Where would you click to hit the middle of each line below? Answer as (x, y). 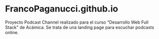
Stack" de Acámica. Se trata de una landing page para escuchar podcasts (79, 27)
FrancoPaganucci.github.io (62, 9)
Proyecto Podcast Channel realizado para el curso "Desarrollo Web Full (77, 22)
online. (12, 32)
